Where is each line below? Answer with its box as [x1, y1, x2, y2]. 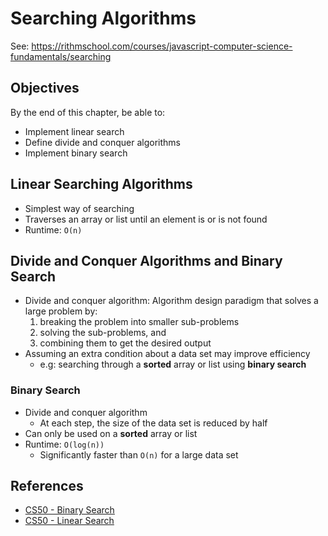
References [10, 478, 84, 495]
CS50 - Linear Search [24, 515, 115, 527]
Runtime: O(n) [24, 223, 83, 236]
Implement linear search [24, 125, 125, 137]
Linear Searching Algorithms [10, 176, 193, 193]
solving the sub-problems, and [39, 327, 167, 339]
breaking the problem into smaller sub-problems [39, 316, 240, 328]
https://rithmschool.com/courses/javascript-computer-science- [31, 40, 293, 52]
